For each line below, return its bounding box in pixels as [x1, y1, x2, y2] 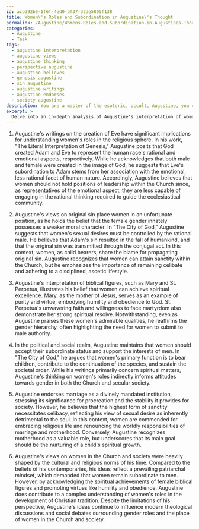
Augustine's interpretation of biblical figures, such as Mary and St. [14, 279, 176, 286]
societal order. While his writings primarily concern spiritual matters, [14, 367, 182, 374]
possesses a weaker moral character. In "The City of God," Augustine [14, 223, 185, 231]
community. [14, 200, 44, 207]
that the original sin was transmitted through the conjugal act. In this [14, 243, 181, 250]
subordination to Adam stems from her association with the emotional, [14, 168, 187, 175]
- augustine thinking [11, 58, 65, 64]
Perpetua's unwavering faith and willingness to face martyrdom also [14, 304, 182, 312]
